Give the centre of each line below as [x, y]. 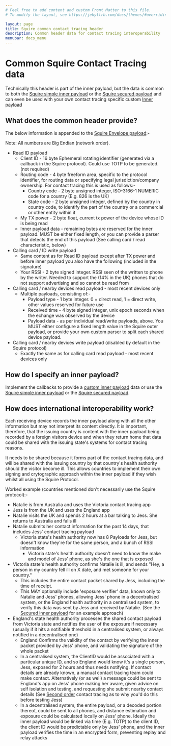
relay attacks [34, 738]
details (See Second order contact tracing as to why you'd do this [89, 694]
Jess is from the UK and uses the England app [61, 510]
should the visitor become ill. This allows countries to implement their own [83, 469]
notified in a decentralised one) [45, 635]
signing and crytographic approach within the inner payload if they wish [81, 474]
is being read [34, 223]
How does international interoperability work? [80, 408]
